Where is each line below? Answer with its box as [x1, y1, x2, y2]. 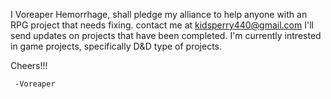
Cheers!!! [10, 60, 48, 71]
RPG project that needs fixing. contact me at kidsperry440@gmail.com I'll [10, 19, 314, 31]
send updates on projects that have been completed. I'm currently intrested [10, 30, 322, 41]
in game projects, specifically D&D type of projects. [10, 40, 222, 52]
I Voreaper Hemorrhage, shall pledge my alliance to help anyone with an [10, 9, 308, 20]
